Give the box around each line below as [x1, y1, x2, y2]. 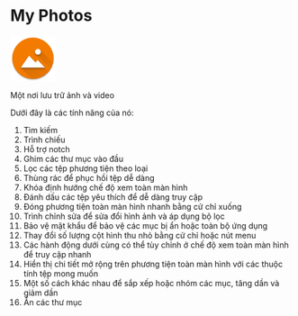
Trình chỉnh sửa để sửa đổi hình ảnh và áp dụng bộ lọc [23, 211, 225, 221]
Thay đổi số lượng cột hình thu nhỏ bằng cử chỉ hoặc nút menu [23, 230, 257, 240]
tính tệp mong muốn [23, 267, 99, 279]
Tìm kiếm [23, 124, 58, 135]
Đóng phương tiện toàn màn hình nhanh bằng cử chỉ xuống [23, 201, 242, 212]
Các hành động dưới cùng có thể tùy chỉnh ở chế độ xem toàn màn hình [23, 239, 289, 250]
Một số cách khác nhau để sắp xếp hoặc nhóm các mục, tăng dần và [23, 277, 280, 288]
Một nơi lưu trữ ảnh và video [10, 89, 115, 100]
